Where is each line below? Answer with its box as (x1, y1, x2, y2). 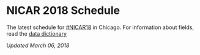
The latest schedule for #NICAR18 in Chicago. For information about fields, (6, 24, 194, 31)
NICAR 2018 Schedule (6, 4, 120, 18)
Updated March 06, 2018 (6, 42, 70, 49)
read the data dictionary (6, 30, 67, 37)
